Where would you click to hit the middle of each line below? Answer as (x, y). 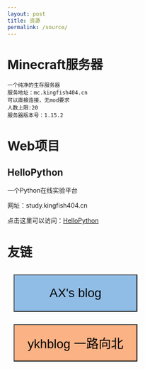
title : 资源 (24, 21)
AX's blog (75, 293)
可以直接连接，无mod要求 (39, 100)
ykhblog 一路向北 (75, 344)
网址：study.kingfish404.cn (48, 205)
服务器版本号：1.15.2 (35, 116)
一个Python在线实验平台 (42, 191)
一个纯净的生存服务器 (34, 85)
